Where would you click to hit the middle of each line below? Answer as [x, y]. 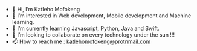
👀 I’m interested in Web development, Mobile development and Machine [102, 16]
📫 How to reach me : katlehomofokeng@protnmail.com [81, 41]
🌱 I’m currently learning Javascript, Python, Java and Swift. [86, 28]
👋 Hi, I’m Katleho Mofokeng [46, 9]
